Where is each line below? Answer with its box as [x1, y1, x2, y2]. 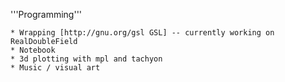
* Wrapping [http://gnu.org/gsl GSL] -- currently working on [10, 28, 275, 38]
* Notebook [10, 45, 56, 55]
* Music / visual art [10, 63, 101, 73]
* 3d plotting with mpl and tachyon [10, 54, 163, 64]
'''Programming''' [10, 9, 83, 20]
